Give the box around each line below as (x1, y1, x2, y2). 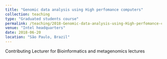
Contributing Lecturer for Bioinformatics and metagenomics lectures (5, 48, 145, 54)
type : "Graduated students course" (5, 16, 79, 21)
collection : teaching (5, 12, 50, 17)
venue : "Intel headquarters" (5, 26, 66, 30)
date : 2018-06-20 (5, 30, 41, 35)
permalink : (5, 21, 28, 26)
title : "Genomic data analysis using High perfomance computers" (5, 7, 143, 12)
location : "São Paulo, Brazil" (5, 35, 70, 40)
